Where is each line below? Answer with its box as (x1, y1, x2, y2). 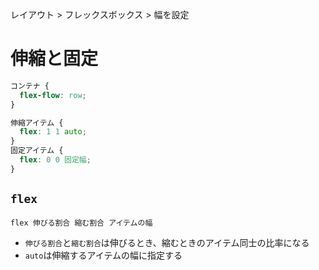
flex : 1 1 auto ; (19, 127, 87, 137)
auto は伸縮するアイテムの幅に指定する (24, 249, 183, 261)
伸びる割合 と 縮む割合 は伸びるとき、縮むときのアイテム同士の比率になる (24, 236, 310, 248)
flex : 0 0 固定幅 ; (19, 155, 92, 165)
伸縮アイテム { (10, 118, 64, 128)
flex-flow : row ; (19, 90, 87, 100)
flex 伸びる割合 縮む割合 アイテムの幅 (10, 218, 153, 228)
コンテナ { (10, 81, 50, 91)
